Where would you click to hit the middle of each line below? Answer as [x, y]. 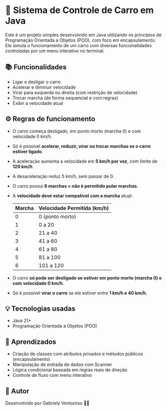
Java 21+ [22, 321]
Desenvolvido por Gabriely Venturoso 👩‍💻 [47, 403]
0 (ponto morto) [57, 216]
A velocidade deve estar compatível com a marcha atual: [72, 196]
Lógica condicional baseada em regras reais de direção [70, 370]
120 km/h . [23, 166]
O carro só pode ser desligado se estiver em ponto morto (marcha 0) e [87, 278]
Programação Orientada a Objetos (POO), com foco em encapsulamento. [81, 40]
